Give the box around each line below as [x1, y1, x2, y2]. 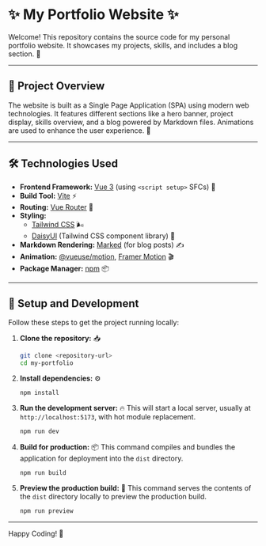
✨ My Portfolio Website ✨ [8, 6, 180, 24]
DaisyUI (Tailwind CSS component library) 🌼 [31, 231, 176, 241]
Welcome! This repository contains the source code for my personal [8, 32, 230, 41]
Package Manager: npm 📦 [19, 264, 109, 273]
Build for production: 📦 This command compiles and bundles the [19, 442, 236, 452]
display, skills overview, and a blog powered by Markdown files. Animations [8, 117, 254, 127]
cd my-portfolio [19, 359, 74, 367]
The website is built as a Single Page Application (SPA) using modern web [8, 100, 249, 110]
